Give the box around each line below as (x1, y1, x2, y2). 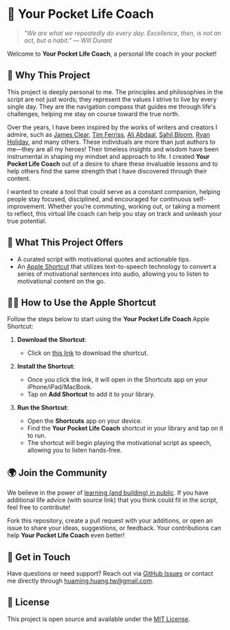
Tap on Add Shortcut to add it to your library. (27, 390, 156, 398)
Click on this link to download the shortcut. (27, 349, 149, 357)
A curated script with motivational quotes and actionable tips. (16, 254, 191, 263)
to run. (27, 431, 47, 439)
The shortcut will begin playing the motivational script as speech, (27, 439, 212, 447)
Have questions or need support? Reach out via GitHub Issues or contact (7, 569, 214, 577)
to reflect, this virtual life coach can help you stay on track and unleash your (7, 209, 222, 217)
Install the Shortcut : (16, 362, 76, 371)
